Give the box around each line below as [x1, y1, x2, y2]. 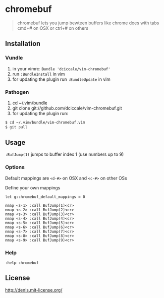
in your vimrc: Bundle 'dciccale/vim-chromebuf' [12, 65, 110, 71]
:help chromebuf [5, 260, 39, 266]
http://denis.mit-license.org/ [5, 287, 63, 293]
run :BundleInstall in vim [12, 71, 65, 77]
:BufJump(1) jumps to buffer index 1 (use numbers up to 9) [5, 151, 124, 157]
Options [5, 164, 25, 171]
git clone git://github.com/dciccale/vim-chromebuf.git [12, 105, 122, 111]
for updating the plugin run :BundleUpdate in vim [12, 76, 110, 82]
